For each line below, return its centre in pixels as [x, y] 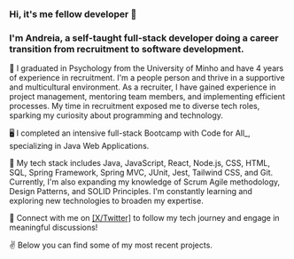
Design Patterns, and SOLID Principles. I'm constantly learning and [131, 192]
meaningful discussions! [54, 228]
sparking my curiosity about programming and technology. [116, 115]
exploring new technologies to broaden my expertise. [106, 201]
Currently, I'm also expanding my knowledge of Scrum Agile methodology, [145, 182]
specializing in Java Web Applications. [79, 146]
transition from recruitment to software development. [127, 49]
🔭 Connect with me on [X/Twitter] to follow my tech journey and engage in [145, 218]
